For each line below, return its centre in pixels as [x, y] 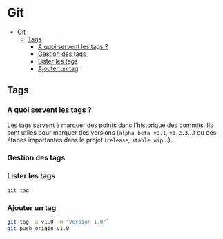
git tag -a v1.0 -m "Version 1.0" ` [58, 222]
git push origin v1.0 [38, 229]
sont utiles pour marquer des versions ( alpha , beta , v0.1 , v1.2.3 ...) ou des [112, 132]
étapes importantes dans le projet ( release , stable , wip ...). [90, 140]
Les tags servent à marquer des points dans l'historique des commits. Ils [110, 125]
